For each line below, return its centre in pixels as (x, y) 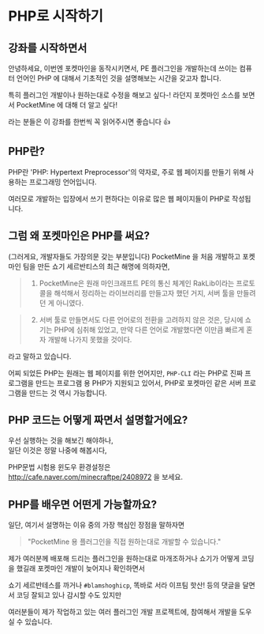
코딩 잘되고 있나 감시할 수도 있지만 (69, 595)
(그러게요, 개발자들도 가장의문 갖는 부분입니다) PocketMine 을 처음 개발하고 (125, 256)
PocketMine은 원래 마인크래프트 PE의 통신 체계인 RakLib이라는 (137, 283)
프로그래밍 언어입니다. (63, 182)
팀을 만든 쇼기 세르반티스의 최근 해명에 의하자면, (96, 266)
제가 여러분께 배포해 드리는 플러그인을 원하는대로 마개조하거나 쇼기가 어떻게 (124, 559)
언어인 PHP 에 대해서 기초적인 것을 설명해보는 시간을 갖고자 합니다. (119, 78)
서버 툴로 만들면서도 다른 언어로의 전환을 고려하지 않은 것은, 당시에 (141, 319)
